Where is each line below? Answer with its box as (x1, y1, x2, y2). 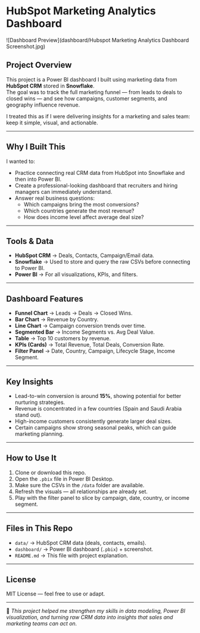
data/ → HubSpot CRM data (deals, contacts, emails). (14, 539, 147, 546)
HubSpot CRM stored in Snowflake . (6, 82, 95, 89)
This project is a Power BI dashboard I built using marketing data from (6, 76, 177, 83)
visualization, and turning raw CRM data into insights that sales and (6, 614, 174, 621)
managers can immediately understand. (14, 188, 112, 195)
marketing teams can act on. (6, 620, 77, 627)
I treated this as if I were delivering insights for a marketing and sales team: (6, 112, 190, 120)
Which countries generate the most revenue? (23, 207, 135, 214)
